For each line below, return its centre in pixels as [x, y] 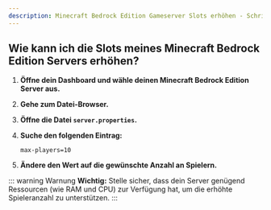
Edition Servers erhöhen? [74, 61]
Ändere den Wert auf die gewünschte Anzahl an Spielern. [119, 165]
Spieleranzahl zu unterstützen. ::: [63, 198]
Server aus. [40, 89]
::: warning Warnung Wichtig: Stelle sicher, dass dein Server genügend [127, 181]
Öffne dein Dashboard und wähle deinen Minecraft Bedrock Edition [134, 80]
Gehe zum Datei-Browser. [64, 105]
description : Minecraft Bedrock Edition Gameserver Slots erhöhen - [126, 16]
